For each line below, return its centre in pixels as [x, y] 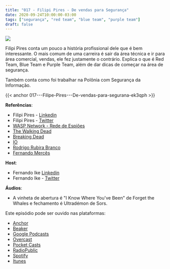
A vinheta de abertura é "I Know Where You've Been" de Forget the [83, 198]
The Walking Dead [32, 131]
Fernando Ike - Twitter [36, 178]
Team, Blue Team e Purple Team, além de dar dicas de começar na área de [84, 65]
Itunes [19, 261]
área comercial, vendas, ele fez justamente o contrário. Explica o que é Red [85, 59]
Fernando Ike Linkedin [36, 173]
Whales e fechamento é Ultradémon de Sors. [60, 203]
